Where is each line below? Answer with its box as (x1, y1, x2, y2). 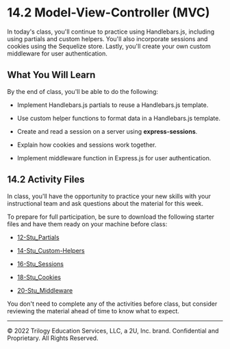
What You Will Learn (7, 69, 96, 81)
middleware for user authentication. (7, 49, 108, 58)
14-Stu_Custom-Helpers (16, 246, 85, 254)
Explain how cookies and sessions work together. (16, 141, 157, 149)
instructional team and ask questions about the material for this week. (7, 199, 204, 207)
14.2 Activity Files (7, 173, 85, 186)
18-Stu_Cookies (16, 273, 62, 281)
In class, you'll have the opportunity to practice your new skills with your (7, 192, 211, 200)
